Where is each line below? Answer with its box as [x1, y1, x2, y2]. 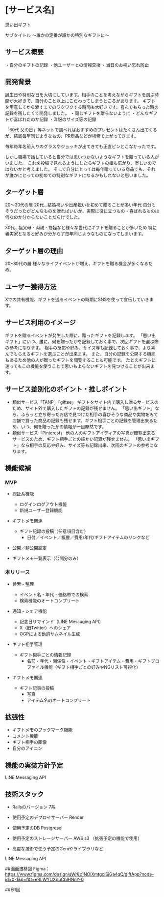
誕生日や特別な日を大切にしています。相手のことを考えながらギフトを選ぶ [5, 91, 155, 97]
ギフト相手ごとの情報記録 [19, 652, 71, 658]
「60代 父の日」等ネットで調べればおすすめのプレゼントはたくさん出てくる [5, 126, 158, 133]
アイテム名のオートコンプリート [26, 697, 91, 703]
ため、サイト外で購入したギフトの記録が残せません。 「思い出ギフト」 [12, 405, 155, 411]
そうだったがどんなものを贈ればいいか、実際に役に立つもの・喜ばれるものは [5, 208, 160, 214]
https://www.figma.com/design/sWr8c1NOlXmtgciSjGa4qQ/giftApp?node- [5, 871, 154, 877]
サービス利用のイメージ [5, 318, 76, 327]
